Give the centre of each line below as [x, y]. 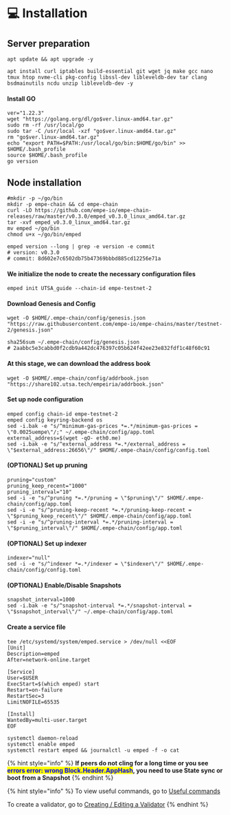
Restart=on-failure [35, 690]
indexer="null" [29, 558]
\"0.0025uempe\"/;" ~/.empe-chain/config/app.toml [81, 432]
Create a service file [37, 627]
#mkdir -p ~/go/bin [35, 198]
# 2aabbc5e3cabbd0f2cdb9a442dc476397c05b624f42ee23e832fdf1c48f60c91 [109, 349]
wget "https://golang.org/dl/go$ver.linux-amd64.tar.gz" [90, 119]
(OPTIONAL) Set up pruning [47, 465]
